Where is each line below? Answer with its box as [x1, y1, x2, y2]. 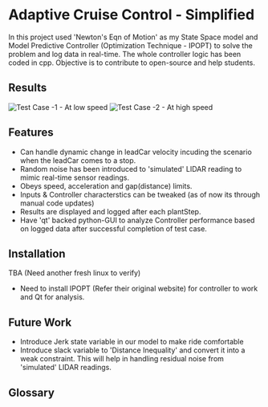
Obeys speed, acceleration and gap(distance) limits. [19, 181, 193, 190]
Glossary [8, 385, 55, 399]
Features [8, 126, 54, 140]
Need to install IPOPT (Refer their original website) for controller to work [19, 283, 258, 294]
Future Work [8, 315, 72, 329]
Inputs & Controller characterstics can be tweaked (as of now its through [19, 189, 261, 199]
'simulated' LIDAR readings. [19, 363, 112, 372]
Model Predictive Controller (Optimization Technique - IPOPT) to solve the [8, 40, 253, 50]
